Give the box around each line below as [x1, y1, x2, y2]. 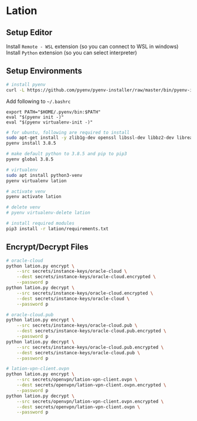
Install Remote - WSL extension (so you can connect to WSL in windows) [6, 43, 179, 50]
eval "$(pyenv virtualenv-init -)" [6, 119, 93, 125]
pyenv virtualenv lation [6, 177, 67, 184]
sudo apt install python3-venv [6, 172, 83, 178]
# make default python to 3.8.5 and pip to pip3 [6, 151, 127, 157]
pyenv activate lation [6, 194, 62, 200]
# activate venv [6, 189, 46, 194]
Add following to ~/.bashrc [6, 98, 71, 105]
